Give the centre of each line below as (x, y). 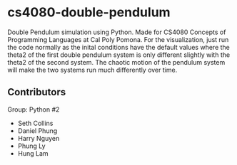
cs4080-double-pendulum (89, 12)
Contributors (37, 92)
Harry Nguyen (39, 138)
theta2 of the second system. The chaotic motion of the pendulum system (116, 62)
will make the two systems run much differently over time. (92, 70)
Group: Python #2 (34, 109)
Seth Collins (35, 123)
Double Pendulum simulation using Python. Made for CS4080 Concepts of (117, 32)
